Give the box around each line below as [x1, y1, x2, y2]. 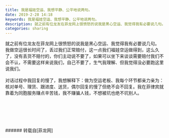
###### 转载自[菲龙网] [5, 127, 53, 133]
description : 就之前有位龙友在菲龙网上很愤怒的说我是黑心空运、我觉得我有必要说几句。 [5, 21, 166, 27]
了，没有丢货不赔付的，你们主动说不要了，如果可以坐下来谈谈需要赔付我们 [5, 53, 159, 59]
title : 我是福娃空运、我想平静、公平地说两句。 [5, 7, 93, 13]
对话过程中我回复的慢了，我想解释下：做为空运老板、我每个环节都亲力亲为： [5, 78, 164, 84]
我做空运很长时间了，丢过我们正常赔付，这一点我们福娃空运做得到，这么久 [5, 47, 159, 53]
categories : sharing [5, 26, 49, 31]
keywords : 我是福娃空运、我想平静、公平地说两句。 [5, 17, 99, 22]
